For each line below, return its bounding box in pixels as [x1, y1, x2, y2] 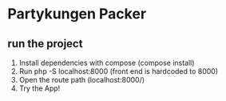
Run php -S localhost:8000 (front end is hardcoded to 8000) [18, 67, 219, 76]
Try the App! [18, 83, 61, 93]
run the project [7, 37, 83, 50]
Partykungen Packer [7, 5, 147, 23]
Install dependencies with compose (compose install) [18, 58, 195, 67]
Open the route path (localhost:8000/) [18, 75, 145, 84]
